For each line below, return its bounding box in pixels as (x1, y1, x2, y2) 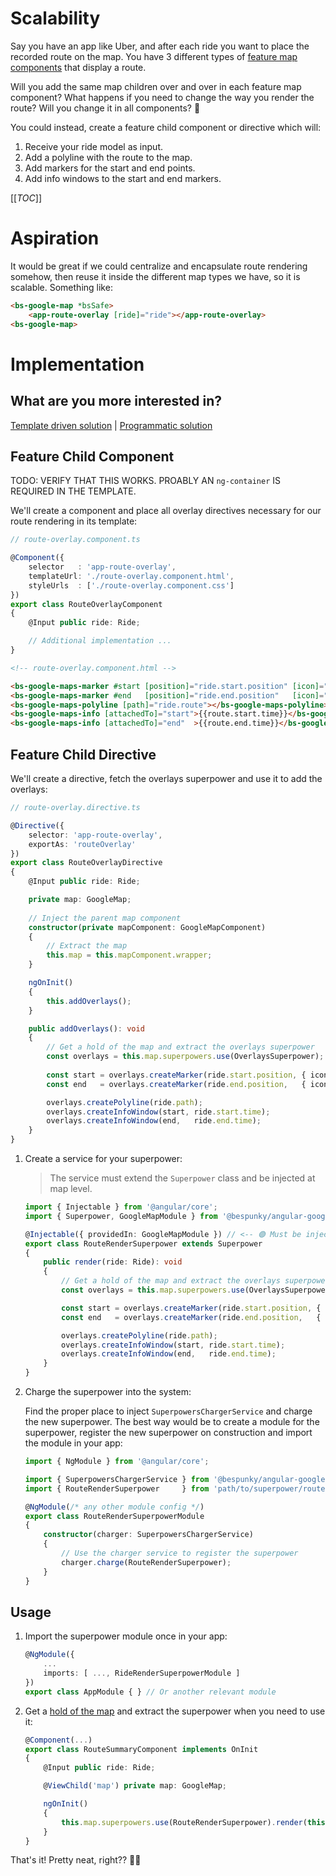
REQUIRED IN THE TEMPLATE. (10, 485, 137, 497)
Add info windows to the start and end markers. (24, 172, 222, 184)
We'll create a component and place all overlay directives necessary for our (10, 505, 322, 517)
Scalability (10, 7, 101, 30)
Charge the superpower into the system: (24, 1386, 192, 1397)
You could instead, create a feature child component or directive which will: (10, 121, 322, 133)
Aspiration (10, 227, 100, 250)
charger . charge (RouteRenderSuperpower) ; (61, 1557, 232, 1567)
